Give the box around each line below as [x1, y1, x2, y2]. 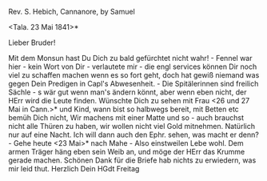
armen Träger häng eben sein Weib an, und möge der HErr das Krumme [8, 147, 245, 156]
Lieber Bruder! [8, 38, 56, 47]
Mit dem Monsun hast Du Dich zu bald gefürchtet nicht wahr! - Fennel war [8, 54, 253, 62]
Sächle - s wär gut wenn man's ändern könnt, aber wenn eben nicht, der [8, 87, 247, 97]
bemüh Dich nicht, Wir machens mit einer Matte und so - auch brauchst [8, 113, 244, 123]
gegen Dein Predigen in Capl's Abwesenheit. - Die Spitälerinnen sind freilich [8, 79, 259, 88]
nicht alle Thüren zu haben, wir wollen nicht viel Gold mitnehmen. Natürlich [8, 122, 256, 131]
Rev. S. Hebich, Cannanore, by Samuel [8, 7, 136, 16]
